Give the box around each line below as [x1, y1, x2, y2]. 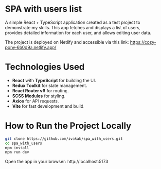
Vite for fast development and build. [12, 103, 85, 109]
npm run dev [5, 150, 29, 155]
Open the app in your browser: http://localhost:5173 [5, 159, 108, 165]
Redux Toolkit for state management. [12, 83, 88, 88]
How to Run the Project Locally [5, 120, 131, 132]
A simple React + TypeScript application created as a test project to [5, 19, 141, 25]
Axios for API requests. [12, 98, 59, 104]
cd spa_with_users [5, 141, 42, 146]
